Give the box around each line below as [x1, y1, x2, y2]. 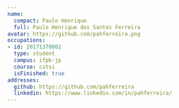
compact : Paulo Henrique [13, 17, 87, 24]
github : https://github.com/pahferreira [13, 83, 134, 90]
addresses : [7, 76, 40, 84]
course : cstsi [13, 63, 55, 70]
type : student [13, 50, 55, 58]
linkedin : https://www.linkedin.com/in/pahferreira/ [13, 90, 173, 97]
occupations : [7, 37, 46, 44]
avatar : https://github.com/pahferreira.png [7, 30, 141, 38]
